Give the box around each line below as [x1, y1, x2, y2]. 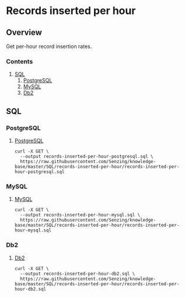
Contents [6, 57, 33, 65]
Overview [6, 27, 43, 37]
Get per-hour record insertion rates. [6, 43, 92, 50]
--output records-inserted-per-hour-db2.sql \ [20, 271, 135, 277]
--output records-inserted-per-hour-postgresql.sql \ [20, 153, 153, 159]
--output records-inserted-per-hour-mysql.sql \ [20, 212, 141, 218]
